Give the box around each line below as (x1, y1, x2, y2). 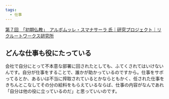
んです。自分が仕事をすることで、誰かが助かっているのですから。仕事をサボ (5, 69, 164, 75)
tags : (5, 7, 17, 13)
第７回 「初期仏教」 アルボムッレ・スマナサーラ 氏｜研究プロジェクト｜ (5, 26, 157, 33)
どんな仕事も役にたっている (5, 49, 92, 57)
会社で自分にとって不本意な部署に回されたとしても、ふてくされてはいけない (5, 63, 164, 69)
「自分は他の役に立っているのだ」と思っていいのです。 (5, 88, 120, 94)
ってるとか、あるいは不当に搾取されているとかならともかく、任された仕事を (5, 76, 164, 82)
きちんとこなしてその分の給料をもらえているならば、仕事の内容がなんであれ (5, 82, 164, 88)
